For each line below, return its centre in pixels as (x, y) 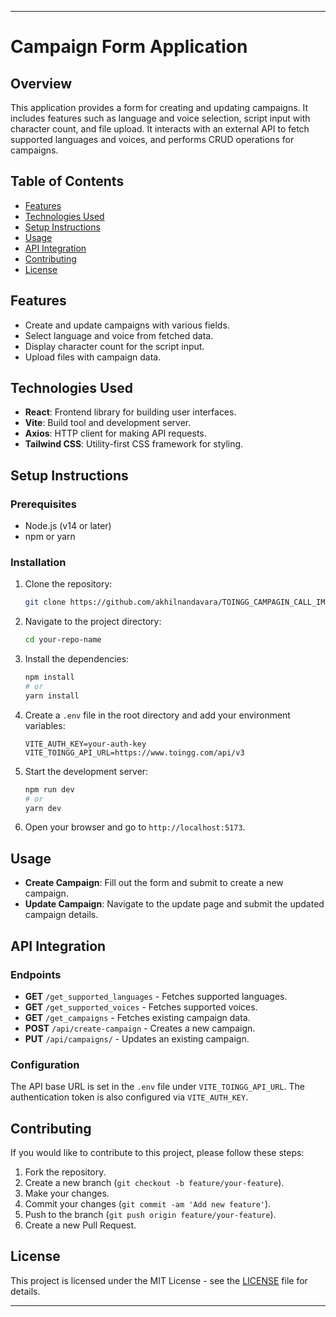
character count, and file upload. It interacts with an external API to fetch (160, 129)
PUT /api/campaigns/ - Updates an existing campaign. (137, 1038)
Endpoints (36, 974)
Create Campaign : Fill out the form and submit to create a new (154, 883)
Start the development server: (86, 771)
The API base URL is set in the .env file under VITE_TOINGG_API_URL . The (158, 1087)
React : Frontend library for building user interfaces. (130, 412)
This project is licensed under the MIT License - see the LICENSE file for (159, 1280)
